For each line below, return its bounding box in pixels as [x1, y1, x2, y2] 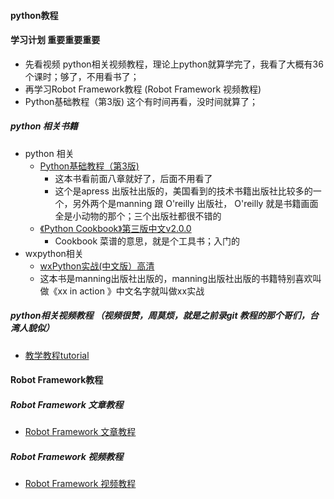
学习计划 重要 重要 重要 [10, 34, 101, 46]
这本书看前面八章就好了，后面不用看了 [54, 172, 213, 184]
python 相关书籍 [10, 120, 78, 132]
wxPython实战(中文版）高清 [39, 260, 155, 272]
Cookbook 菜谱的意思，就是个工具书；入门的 [54, 235, 241, 247]
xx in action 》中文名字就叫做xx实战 [57, 285, 205, 297]
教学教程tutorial [24, 349, 90, 361]
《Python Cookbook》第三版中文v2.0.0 [39, 222, 192, 234]
